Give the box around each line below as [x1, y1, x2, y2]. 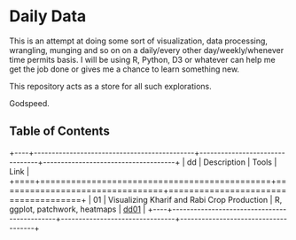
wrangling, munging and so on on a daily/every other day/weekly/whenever [9, 44, 284, 55]
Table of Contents [9, 124, 111, 139]
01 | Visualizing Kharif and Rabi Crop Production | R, [92, 194, 283, 205]
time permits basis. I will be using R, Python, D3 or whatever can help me [9, 54, 277, 65]
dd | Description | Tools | [186, 157, 277, 167]
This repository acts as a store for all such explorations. [9, 81, 212, 91]
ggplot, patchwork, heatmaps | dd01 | [9, 204, 146, 214]
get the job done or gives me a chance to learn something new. [9, 64, 240, 74]
